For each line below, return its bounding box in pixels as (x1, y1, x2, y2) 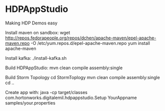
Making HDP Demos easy (5, 20, 58, 26)
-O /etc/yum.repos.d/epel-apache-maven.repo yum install (30, 40, 151, 46)
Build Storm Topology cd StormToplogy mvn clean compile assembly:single (5, 74, 161, 80)
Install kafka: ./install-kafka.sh (5, 55, 67, 61)
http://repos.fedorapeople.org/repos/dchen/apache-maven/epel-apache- (5, 35, 157, 41)
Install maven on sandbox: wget (5, 29, 71, 35)
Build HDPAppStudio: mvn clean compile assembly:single (5, 65, 123, 71)
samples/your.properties (5, 100, 56, 106)
